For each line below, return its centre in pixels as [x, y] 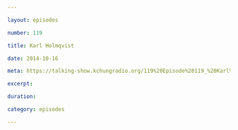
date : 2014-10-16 [33, 58]
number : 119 [25, 32]
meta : [15, 71]
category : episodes [36, 110]
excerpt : [20, 84]
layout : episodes [33, 20]
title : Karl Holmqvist [41, 46]
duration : [22, 97]
